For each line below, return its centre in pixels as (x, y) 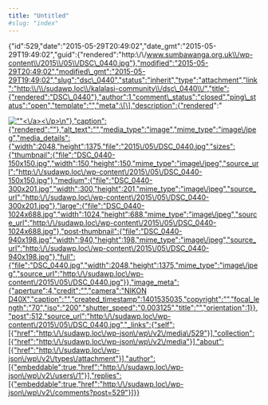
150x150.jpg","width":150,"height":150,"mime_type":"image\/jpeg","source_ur (134, 163)
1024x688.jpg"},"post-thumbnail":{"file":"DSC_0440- (95, 231)
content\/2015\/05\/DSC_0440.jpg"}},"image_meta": (94, 282)
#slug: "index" (33, 23)
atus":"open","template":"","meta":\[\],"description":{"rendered (111, 105)
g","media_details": (39, 137)
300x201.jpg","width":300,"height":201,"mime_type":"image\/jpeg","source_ (132, 189)
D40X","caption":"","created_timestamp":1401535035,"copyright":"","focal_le (134, 299)
